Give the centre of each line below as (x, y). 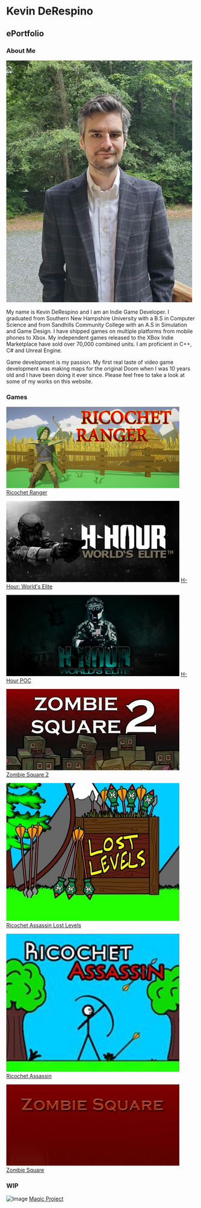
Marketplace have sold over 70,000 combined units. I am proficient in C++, (99, 344)
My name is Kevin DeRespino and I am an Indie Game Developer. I (88, 312)
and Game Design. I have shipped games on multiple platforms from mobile (100, 331)
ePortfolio (25, 34)
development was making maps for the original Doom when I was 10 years (98, 368)
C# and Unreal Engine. (34, 350)
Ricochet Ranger (27, 493)
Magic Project (46, 1199)
